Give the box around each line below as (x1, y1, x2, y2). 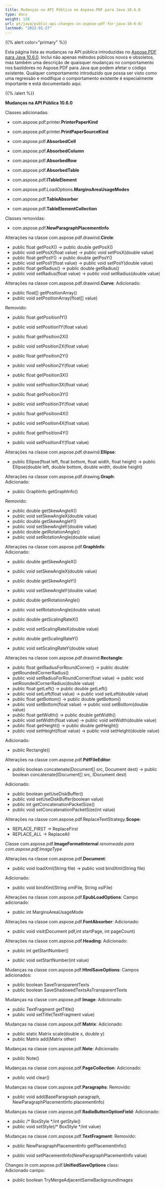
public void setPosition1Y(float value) (12, 324, 88, 330)
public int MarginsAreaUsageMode (12, 909, 84, 915)
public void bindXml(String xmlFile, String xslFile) (12, 885, 113, 891)
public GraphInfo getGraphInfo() (12, 489, 78, 495)
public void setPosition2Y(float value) (12, 363, 89, 369)
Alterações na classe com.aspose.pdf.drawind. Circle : (5, 234, 115, 241)
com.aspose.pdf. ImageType (5, 846, 62, 852)
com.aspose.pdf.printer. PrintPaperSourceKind (12, 129, 109, 135)
